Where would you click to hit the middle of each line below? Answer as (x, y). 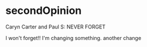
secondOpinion (44, 11)
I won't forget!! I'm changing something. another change (73, 38)
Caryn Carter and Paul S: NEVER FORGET (56, 27)
